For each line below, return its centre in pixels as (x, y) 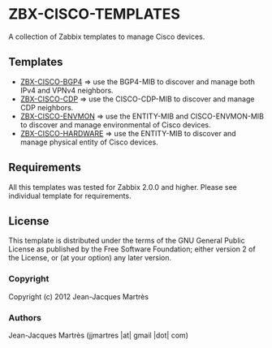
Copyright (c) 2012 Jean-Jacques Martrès (78, 296)
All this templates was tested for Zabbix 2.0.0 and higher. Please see (123, 187)
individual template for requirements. (70, 195)
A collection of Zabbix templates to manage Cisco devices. (107, 37)
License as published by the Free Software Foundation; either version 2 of (132, 249)
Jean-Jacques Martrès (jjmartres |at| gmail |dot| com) (99, 335)
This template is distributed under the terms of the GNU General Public (127, 241)
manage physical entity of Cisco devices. (89, 142)
